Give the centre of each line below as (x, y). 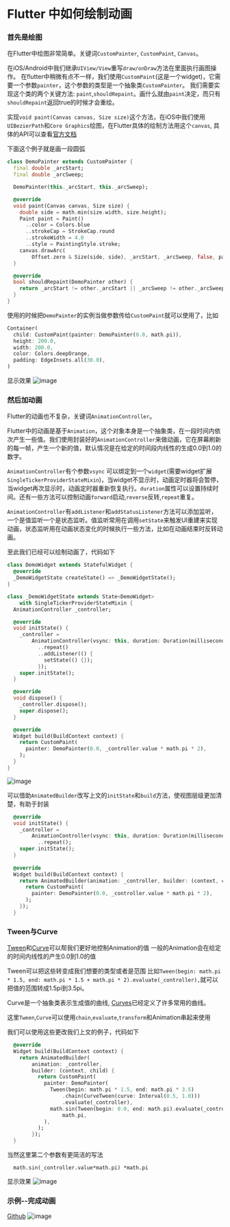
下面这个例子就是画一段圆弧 (46, 149)
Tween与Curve (33, 932)
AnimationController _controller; (62, 609)
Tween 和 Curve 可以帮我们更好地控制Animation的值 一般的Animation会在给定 (114, 948)
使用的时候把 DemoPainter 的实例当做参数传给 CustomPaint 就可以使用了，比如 (113, 315)
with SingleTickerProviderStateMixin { (76, 603)
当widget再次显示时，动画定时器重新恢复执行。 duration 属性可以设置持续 (110, 488)
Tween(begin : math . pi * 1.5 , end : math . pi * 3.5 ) (122, 1090)
